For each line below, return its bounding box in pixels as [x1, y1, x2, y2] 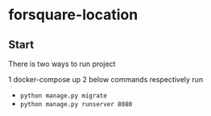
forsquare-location [8, 6, 139, 24]
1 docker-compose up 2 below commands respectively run [8, 75, 204, 84]
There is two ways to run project [8, 59, 116, 68]
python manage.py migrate [19, 92, 107, 100]
